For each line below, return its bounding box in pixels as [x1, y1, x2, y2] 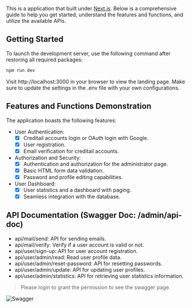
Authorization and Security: [14, 154, 81, 161]
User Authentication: [14, 128, 64, 135]
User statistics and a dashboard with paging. [23, 186, 132, 193]
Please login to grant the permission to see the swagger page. [20, 283, 171, 290]
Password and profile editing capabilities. [23, 173, 123, 180]
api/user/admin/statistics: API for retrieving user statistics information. [14, 272, 184, 279]
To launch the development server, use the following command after [6, 50, 171, 57]
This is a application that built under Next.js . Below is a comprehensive [6, 5, 177, 12]
